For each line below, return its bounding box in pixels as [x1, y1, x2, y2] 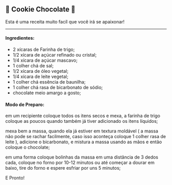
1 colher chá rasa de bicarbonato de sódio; [12, 85, 103, 91]
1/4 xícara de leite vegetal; [12, 73, 69, 80]
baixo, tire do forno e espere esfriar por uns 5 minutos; [5, 165, 121, 171]
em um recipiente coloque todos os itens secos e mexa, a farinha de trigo [5, 113, 160, 119]
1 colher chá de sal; [12, 63, 54, 69]
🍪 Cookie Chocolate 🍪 [5, 5, 76, 14]
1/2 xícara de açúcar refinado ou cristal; [12, 52, 97, 58]
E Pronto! [5, 175, 25, 181]
